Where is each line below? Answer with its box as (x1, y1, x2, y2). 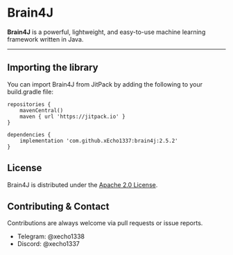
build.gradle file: (7, 87, 54, 96)
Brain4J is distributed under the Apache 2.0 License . (7, 180, 158, 188)
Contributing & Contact (7, 200, 110, 212)
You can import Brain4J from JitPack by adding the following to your (7, 80, 203, 88)
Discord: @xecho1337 (17, 240, 80, 248)
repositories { (7, 100, 51, 108)
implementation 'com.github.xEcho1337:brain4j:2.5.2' (19, 137, 178, 144)
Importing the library (7, 62, 98, 73)
